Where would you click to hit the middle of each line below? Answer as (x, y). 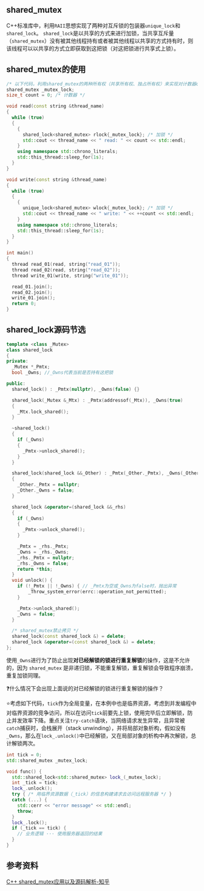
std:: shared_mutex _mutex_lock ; (47, 760)
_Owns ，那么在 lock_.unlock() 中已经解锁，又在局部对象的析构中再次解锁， (99, 735)
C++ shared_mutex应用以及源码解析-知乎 (58, 881)
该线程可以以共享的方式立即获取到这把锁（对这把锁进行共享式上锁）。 (93, 48)
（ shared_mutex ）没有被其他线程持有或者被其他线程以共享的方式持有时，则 (100, 41)
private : (17, 361)
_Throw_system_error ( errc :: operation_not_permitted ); (97, 592)
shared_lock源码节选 (46, 330)
